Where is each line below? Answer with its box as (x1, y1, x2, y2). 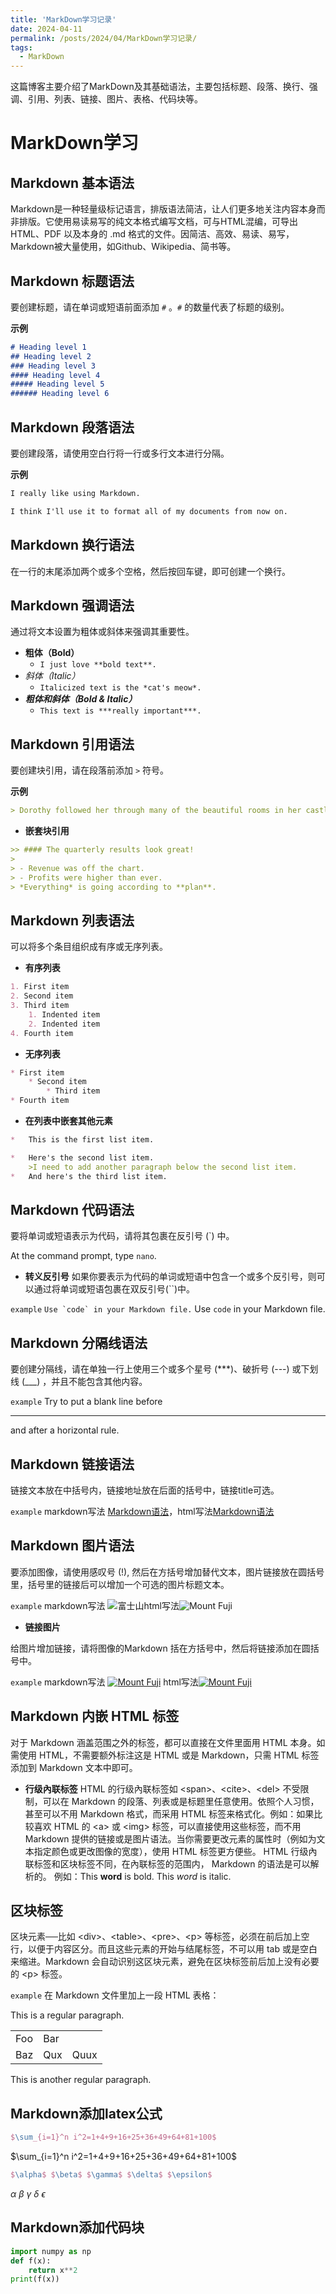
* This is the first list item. (10, 1135, 155, 1145)
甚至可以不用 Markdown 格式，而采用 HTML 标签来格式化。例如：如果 (24, 1807, 315, 1820)
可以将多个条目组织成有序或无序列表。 (10, 941, 168, 953)
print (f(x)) (10, 2274, 60, 2285)
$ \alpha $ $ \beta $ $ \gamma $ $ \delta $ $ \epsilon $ (10, 2170, 213, 2180)
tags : (10, 42, 33, 53)
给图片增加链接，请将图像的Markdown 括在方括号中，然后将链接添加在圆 (10, 1642, 311, 1654)
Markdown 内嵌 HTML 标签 (10, 1708, 180, 1725)
